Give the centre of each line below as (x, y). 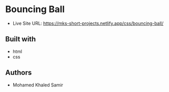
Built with (21, 39)
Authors (19, 73)
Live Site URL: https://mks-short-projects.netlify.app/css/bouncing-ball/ (88, 23)
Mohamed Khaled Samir (38, 85)
